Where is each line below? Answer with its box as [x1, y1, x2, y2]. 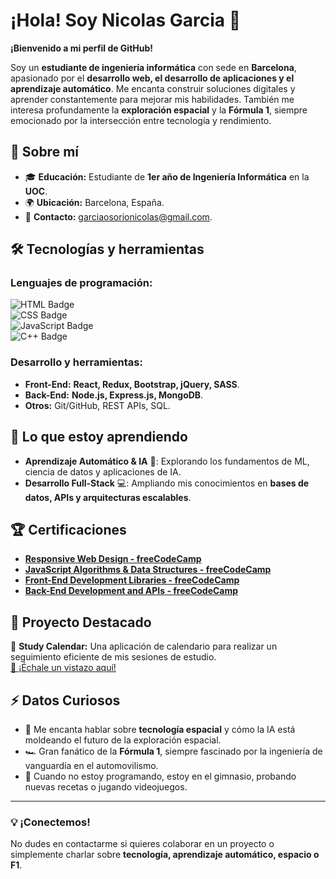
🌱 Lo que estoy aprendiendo [10, 429, 188, 446]
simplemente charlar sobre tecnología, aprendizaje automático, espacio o [10, 849, 320, 861]
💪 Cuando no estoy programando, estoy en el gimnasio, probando [24, 770, 297, 782]
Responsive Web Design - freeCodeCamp [24, 553, 202, 565]
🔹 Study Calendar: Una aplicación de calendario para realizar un [10, 640, 278, 653]
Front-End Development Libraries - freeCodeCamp [24, 574, 240, 586]
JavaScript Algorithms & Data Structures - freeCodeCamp [24, 564, 272, 576]
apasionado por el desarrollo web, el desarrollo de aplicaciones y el [10, 72, 295, 84]
